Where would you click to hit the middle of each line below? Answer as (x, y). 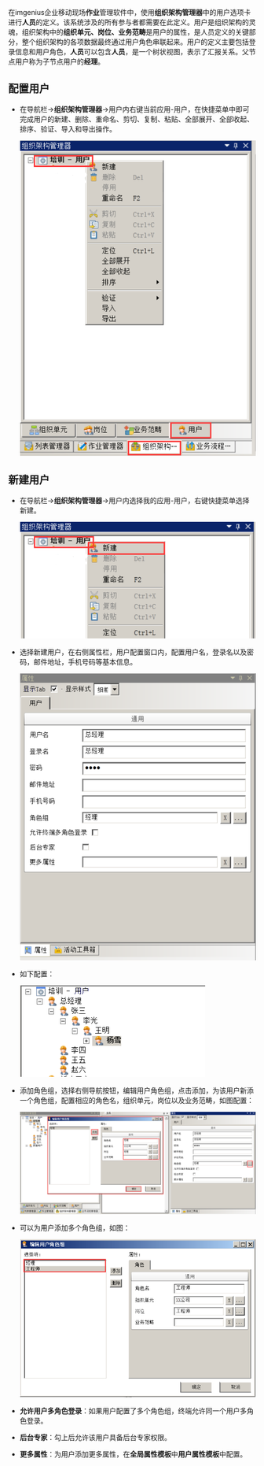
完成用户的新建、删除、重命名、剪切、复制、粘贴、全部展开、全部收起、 (136, 119)
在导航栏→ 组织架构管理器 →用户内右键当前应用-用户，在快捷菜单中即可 (134, 109)
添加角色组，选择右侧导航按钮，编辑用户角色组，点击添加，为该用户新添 (136, 1090)
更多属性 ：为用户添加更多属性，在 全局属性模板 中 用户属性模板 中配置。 (133, 1454)
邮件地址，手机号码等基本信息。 (85, 661)
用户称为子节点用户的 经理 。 (59, 61)
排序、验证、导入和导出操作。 (68, 128)
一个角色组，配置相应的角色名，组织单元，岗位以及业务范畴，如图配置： (136, 1100)
